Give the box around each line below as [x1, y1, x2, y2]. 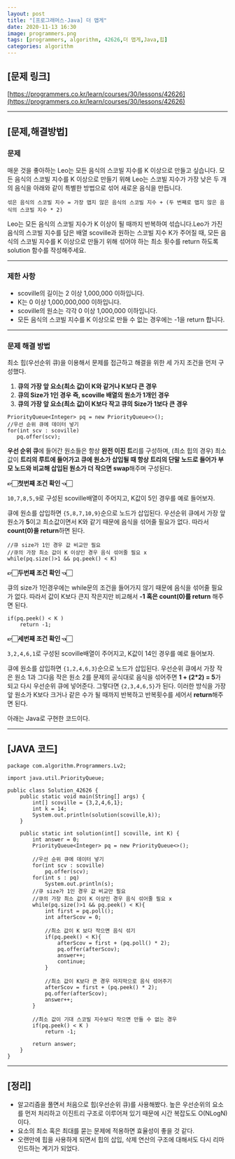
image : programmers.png [7, 29, 77, 37]
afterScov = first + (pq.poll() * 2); [57, 939, 171, 946]
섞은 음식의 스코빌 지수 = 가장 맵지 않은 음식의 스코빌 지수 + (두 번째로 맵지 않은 [7, 199, 217, 206]
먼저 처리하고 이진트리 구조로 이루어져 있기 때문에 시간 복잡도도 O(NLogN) [24, 1108, 228, 1117]
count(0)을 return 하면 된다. [7, 526, 85, 535]
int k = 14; [32, 805, 68, 812]
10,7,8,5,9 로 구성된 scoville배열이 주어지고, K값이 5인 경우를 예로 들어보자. [7, 494, 215, 503]
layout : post [7, 10, 45, 18]
